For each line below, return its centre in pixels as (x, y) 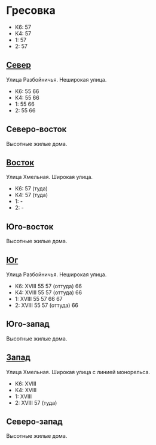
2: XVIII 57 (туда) (36, 402)
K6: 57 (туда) (31, 189)
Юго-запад (28, 324)
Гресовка (31, 11)
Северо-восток (36, 129)
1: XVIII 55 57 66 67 (39, 299)
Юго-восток (30, 227)
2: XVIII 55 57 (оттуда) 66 (47, 305)
